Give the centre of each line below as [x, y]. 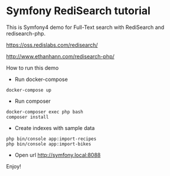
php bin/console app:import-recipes [51, 139]
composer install [28, 117]
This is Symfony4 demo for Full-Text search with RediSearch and [85, 27]
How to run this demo [33, 68]
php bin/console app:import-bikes [49, 144]
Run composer [33, 101]
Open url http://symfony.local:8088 [57, 155]
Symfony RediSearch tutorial [78, 11]
